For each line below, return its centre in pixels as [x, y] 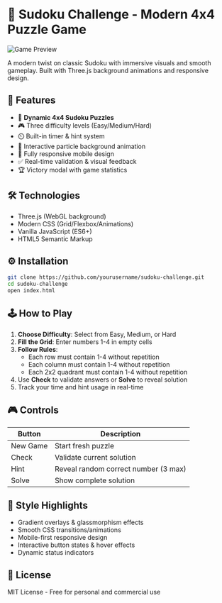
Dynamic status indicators [56, 553]
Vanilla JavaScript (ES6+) [55, 231]
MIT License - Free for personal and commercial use [84, 592]
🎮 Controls [33, 410]
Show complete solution [95, 480]
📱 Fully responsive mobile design [66, 154]
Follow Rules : [38, 349]
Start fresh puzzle [84, 446]
